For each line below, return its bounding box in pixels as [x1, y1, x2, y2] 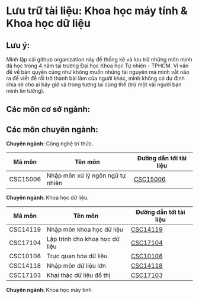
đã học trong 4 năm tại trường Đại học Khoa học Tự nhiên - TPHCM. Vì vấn [6, 62, 189, 69]
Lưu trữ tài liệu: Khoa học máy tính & [6, 4, 188, 18]
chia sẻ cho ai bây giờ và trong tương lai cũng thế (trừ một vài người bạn [6, 81, 182, 88]
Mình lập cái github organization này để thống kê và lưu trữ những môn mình [6, 56, 192, 63]
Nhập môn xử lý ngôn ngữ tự [46, 171, 126, 180]
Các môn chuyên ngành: [6, 124, 99, 134]
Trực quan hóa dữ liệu [46, 252, 108, 261]
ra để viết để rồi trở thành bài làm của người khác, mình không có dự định [6, 75, 185, 82]
